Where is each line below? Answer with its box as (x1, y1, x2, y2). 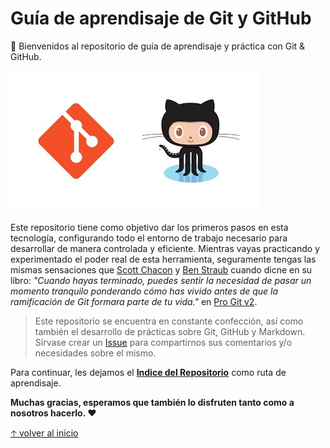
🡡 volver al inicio (10, 427, 79, 439)
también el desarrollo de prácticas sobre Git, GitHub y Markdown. (34, 325, 306, 337)
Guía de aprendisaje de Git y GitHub (10, 7, 312, 30)
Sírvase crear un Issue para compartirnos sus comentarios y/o (34, 336, 293, 348)
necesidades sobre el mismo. (34, 347, 157, 359)
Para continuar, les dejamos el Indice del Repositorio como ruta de (10, 366, 287, 378)
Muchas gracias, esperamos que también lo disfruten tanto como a (10, 396, 295, 408)
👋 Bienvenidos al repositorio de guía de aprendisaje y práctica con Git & (10, 40, 306, 52)
